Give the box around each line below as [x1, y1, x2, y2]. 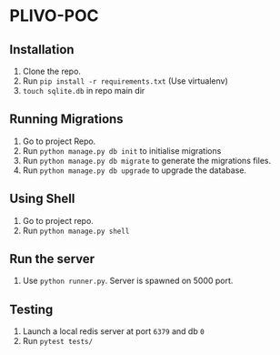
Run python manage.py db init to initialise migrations [22, 145, 222, 156]
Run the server [9, 251, 95, 267]
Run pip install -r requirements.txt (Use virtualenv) [22, 76, 229, 86]
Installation [9, 42, 75, 57]
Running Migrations [9, 111, 125, 127]
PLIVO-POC [9, 5, 99, 26]
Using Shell [9, 191, 75, 207]
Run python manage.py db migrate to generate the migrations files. [22, 155, 272, 166]
